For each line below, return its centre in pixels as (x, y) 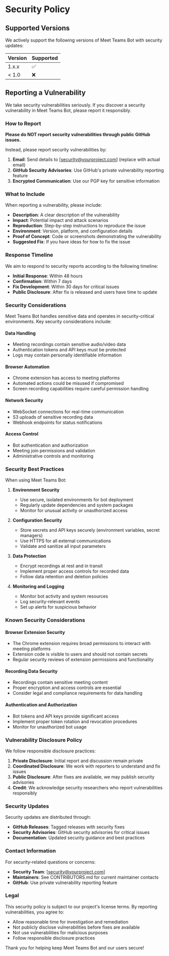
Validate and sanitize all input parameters (63, 546)
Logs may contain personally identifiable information (67, 355)
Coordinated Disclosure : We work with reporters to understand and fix (86, 766)
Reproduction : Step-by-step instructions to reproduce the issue (79, 226)
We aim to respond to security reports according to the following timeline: (82, 266)
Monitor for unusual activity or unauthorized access (74, 510)
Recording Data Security (32, 671)
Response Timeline (29, 255)
